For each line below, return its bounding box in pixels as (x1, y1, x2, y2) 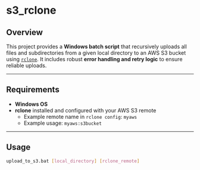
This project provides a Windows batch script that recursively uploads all (6, 43, 187, 50)
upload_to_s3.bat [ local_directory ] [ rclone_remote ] (6, 158, 140, 164)
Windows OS (14, 100, 48, 108)
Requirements (6, 84, 60, 95)
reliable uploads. (6, 62, 47, 69)
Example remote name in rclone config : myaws (23, 113, 137, 120)
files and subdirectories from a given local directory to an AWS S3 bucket (6, 49, 186, 56)
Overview (6, 27, 43, 37)
